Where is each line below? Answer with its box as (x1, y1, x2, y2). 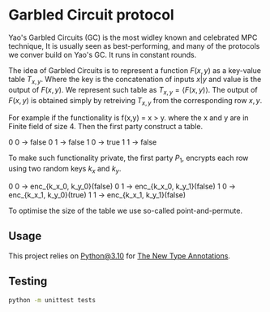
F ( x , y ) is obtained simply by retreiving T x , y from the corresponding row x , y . (8, 95, 263, 107)
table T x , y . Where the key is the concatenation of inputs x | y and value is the (8, 74, 262, 86)
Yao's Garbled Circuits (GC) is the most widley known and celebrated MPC (8, 32, 258, 42)
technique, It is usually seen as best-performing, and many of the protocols (8, 41, 260, 50)
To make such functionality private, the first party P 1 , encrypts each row (8, 153, 249, 165)
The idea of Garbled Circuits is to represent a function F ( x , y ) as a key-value (8, 65, 262, 75)
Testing (8, 275, 48, 288)
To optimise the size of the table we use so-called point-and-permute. (8, 206, 243, 215)
